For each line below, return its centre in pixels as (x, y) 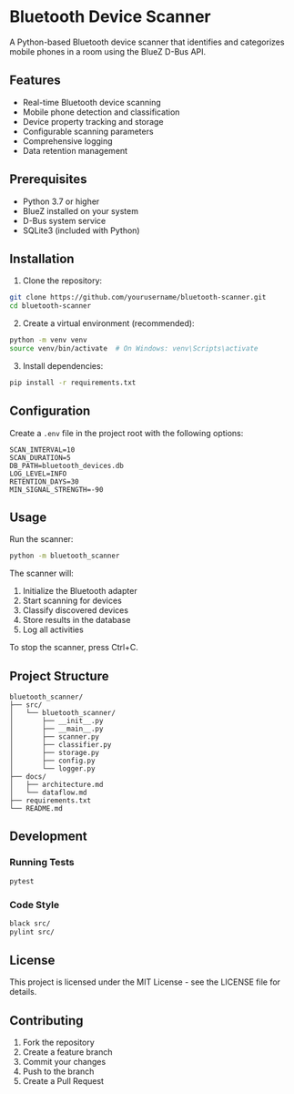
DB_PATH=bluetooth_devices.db (67, 465)
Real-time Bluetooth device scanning (91, 102)
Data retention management (75, 150)
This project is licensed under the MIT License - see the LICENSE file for (145, 982)
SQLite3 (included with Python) (81, 230)
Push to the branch (58, 1071)
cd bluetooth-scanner (51, 306)
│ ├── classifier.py (61, 745)
